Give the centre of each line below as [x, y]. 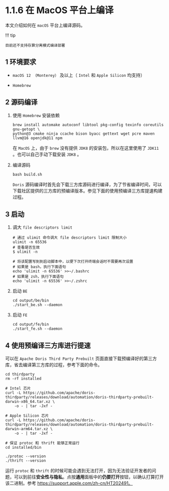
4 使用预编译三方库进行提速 [48, 346]
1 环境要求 [21, 62]
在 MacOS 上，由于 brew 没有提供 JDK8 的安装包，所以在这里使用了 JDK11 [86, 148]
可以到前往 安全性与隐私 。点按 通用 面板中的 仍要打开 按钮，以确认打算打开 [89, 477]
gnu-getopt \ [26, 129]
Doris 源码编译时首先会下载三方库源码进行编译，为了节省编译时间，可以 [87, 184]
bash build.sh [27, 174]
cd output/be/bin [31, 301]
